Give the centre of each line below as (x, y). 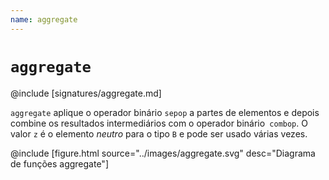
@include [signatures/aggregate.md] (86, 93)
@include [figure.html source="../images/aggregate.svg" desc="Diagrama (163, 153)
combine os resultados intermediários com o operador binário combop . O (159, 123)
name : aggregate (44, 19)
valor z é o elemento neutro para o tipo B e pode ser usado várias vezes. (159, 133)
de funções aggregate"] (59, 163)
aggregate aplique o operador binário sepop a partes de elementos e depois (165, 112)
